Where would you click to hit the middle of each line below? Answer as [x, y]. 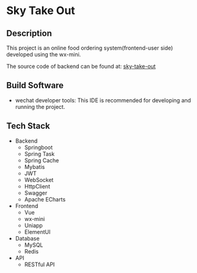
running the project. [40, 107]
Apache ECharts [45, 199]
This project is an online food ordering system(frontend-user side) [90, 48]
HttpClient [37, 186]
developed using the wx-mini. [44, 54]
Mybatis [35, 166]
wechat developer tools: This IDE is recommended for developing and [103, 100]
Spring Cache [42, 160]
